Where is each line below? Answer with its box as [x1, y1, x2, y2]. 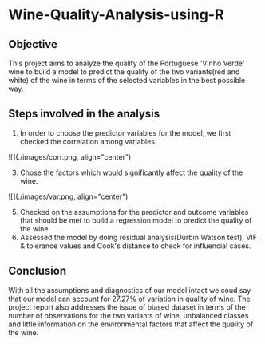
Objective [8, 38, 58, 51]
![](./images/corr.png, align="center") [8, 152, 132, 161]
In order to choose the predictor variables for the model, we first [19, 128, 231, 137]
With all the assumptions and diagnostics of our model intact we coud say [8, 285, 251, 295]
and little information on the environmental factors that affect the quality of [8, 319, 254, 329]
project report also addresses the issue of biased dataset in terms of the [8, 302, 246, 312]
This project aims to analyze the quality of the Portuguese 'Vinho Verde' [8, 58, 245, 68]
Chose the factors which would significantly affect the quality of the [19, 168, 243, 177]
